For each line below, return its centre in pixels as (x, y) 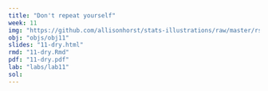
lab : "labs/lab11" (39, 67)
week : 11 (23, 23)
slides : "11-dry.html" (46, 45)
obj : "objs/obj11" (39, 38)
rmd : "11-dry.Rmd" (39, 52)
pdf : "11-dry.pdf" (39, 60)
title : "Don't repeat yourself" (62, 15)
